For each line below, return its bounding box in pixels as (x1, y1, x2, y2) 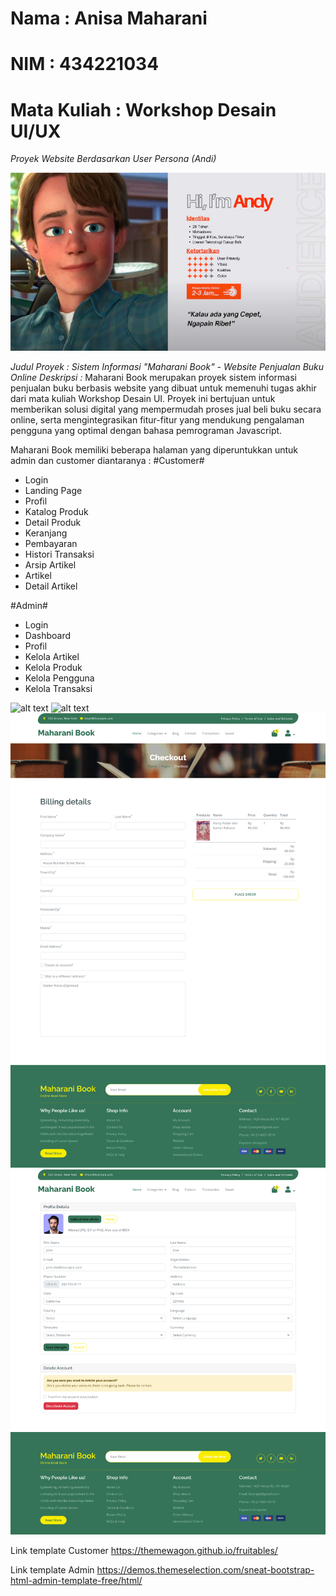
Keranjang (24, 527, 68, 539)
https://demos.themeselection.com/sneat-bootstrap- (96, 1564, 315, 1576)
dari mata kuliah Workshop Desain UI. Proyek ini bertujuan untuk (10, 392, 276, 404)
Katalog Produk (24, 505, 89, 517)
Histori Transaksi (24, 548, 95, 560)
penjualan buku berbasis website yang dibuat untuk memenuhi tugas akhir (10, 382, 317, 394)
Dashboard (24, 629, 72, 641)
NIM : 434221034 (10, 53, 160, 76)
